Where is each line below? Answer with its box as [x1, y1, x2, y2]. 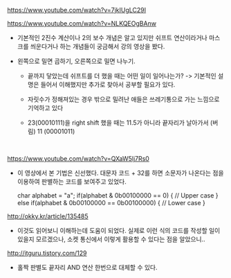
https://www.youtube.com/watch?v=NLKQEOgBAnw [7, 19, 157, 27]
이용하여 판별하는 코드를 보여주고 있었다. [17, 177, 127, 186]
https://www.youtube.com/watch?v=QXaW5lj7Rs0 [7, 155, 150, 162]
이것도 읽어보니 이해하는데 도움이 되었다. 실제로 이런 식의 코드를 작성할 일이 [17, 227, 221, 234]
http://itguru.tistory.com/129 [7, 249, 88, 257]
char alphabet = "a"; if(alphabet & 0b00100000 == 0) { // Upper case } [17, 191, 219, 200]
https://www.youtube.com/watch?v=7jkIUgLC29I [7, 6, 147, 14]
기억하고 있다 [27, 104, 64, 112]
